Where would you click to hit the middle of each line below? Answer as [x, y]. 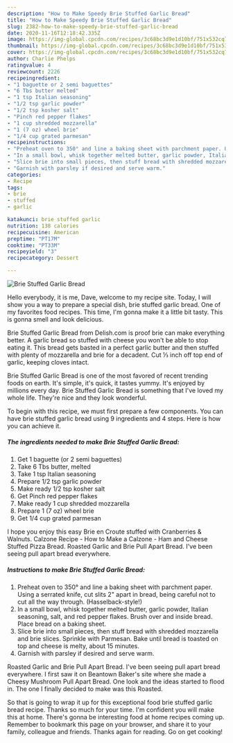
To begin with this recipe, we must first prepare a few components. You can [115, 411]
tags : [15, 188]
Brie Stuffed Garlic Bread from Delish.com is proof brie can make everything [116, 333]
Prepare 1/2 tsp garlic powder [59, 481]
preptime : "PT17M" [34, 239]
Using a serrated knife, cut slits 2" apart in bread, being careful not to [116, 594]
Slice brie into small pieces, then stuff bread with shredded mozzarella [118, 631]
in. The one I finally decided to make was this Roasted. [85, 689]
